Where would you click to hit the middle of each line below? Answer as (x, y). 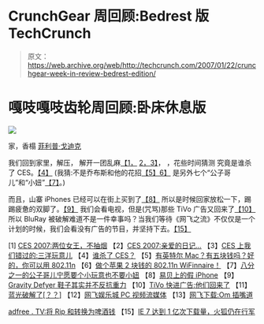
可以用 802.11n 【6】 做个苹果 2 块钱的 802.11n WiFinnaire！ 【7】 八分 (141, 265)
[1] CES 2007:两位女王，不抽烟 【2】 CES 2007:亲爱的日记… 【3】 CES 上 (126, 245)
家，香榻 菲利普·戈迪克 (45, 146)
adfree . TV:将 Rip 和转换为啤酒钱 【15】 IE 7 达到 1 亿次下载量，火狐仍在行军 (132, 311)
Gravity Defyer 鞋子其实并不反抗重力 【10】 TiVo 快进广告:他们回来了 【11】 (130, 285)
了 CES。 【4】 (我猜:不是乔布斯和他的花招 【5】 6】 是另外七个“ (109, 172)
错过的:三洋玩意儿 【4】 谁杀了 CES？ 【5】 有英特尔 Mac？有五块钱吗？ (131, 255)
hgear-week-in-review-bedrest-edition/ (91, 73)
